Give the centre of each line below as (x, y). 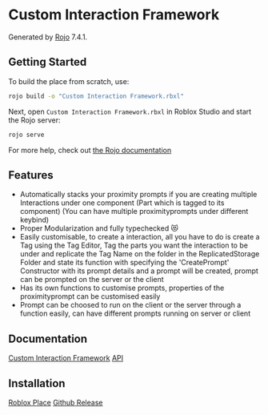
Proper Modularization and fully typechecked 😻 (99, 228)
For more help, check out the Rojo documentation (90, 150)
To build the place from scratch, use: (69, 81)
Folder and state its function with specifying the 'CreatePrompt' (124, 263)
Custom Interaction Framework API (66, 358)
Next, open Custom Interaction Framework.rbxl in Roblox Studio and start (130, 111)
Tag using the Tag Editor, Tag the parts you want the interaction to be (134, 245)
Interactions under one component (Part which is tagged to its (122, 203)
